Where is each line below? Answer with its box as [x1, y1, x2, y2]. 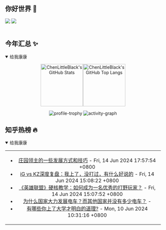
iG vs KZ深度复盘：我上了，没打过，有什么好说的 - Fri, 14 [20, 171, 155, 178]
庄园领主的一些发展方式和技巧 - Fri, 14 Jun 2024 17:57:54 [18, 157, 156, 164]
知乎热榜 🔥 [5, 126, 38, 135]
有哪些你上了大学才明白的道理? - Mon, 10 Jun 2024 [26, 205, 148, 212]
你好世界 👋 [5, 4, 37, 13]
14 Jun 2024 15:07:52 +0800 [51, 191, 123, 198]
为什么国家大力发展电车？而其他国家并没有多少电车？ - [23, 198, 152, 205]
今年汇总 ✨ [5, 40, 39, 48]
